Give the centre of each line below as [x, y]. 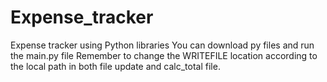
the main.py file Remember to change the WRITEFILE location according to [164, 55]
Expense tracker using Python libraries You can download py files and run [162, 45]
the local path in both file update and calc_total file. [115, 66]
